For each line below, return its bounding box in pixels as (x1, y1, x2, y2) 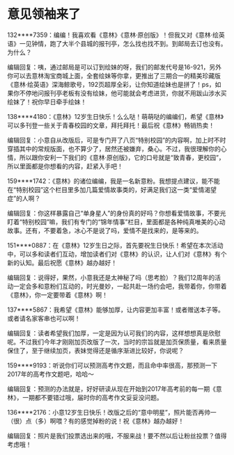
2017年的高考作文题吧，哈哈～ (7, 369, 94, 378)
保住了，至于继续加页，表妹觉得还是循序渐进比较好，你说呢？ (7, 346, 185, 355)
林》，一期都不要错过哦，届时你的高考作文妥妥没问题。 (7, 393, 163, 401)
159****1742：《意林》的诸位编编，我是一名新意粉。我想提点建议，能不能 (7, 177, 221, 185)
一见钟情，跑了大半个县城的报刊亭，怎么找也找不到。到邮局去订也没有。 (19, 39, 227, 47)
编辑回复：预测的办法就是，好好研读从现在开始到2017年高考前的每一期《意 (7, 384, 222, 393)
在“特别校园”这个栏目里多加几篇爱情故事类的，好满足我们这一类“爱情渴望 (7, 185, 217, 193)
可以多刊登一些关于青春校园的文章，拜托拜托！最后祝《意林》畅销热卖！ (7, 121, 214, 129)
